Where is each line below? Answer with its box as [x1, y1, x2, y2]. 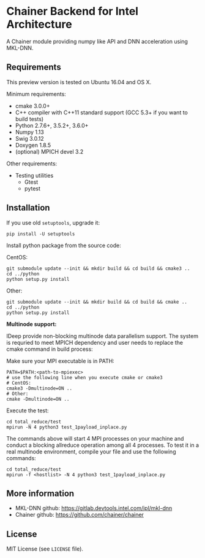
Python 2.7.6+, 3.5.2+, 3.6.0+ [15, 122, 89, 129]
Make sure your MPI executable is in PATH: [6, 357, 114, 364]
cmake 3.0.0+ [15, 102, 50, 109]
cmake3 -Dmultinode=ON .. [6, 385, 72, 391]
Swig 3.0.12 [15, 135, 44, 142]
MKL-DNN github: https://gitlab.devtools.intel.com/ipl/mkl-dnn [15, 505, 173, 512]
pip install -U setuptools [6, 230, 75, 237]
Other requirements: [6, 160, 58, 167]
